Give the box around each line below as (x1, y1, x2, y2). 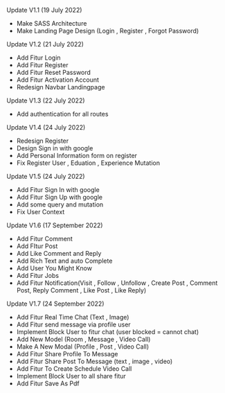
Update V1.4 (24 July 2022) (6, 123, 86, 131)
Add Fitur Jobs (16, 272, 60, 279)
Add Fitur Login (16, 53, 61, 62)
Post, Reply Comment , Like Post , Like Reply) (16, 286, 147, 294)
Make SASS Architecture (16, 19, 87, 27)
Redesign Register (16, 137, 69, 145)
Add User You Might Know (16, 264, 93, 272)
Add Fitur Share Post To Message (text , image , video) (16, 357, 173, 365)
